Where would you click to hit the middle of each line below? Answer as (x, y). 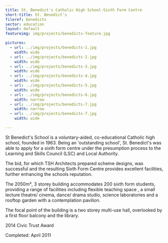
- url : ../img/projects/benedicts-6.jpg (53, 95)
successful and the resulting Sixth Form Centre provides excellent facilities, (85, 169)
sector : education (25, 24)
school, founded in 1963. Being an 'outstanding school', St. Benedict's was (83, 142)
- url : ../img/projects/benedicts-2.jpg (53, 57)
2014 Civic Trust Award (30, 225)
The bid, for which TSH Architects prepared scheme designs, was (74, 163)
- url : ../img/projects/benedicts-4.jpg (53, 76)
